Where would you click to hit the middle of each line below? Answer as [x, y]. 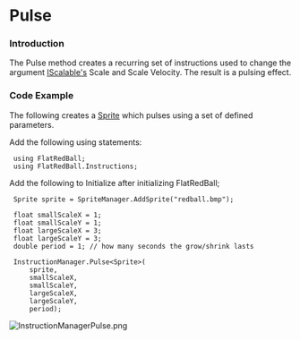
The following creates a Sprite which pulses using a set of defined [131, 115]
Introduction [37, 44]
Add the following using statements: [76, 142]
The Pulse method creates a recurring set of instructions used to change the [150, 63]
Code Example [42, 96]
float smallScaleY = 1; [57, 223]
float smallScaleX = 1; [57, 215]
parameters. [32, 124]
